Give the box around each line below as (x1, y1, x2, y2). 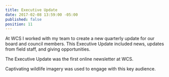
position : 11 (5, 21, 33, 27)
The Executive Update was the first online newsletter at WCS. (5, 56, 134, 62)
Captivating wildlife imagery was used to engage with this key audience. (5, 66, 156, 72)
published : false (5, 17, 42, 22)
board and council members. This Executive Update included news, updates (5, 41, 164, 47)
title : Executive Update (5, 7, 58, 13)
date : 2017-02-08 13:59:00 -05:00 (5, 12, 78, 17)
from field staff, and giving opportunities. (5, 46, 91, 52)
